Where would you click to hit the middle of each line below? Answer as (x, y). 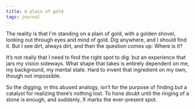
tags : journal (23, 17)
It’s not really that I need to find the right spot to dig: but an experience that (96, 57)
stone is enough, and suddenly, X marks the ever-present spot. (81, 99)
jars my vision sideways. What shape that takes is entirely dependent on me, (98, 63)
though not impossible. (33, 76)
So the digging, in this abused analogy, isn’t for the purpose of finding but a (97, 87)
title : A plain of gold (35, 11)
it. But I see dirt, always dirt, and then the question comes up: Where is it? (94, 46)
